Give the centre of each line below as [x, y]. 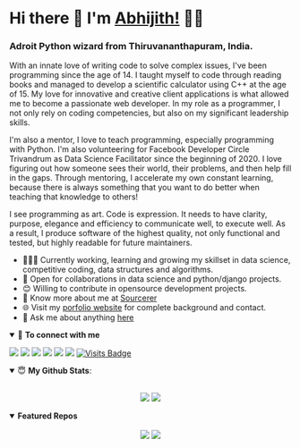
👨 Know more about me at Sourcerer [90, 298]
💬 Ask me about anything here [78, 317]
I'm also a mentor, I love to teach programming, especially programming [142, 140]
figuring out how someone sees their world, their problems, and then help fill [150, 168]
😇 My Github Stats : [55, 371]
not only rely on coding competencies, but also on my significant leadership [149, 113]
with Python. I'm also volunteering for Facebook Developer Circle [129, 149]
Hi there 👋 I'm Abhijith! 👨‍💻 [107, 18]
